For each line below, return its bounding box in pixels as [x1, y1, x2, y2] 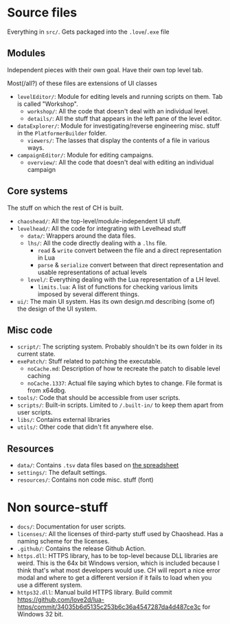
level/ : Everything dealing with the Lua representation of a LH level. [27, 275, 221, 283]
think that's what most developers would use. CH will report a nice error [16, 566, 221, 575]
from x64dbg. [27, 386, 67, 394]
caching [27, 372, 51, 380]
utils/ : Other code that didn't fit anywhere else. [16, 423, 154, 431]
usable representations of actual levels [37, 268, 148, 276]
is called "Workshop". [16, 100, 78, 108]
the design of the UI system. [16, 304, 97, 313]
